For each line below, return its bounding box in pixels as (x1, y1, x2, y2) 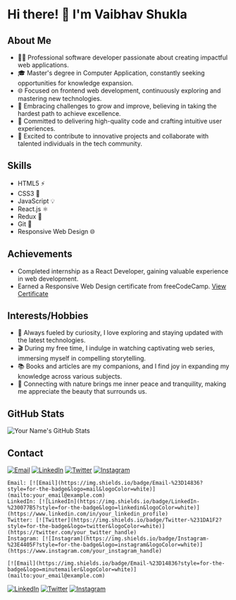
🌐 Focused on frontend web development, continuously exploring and (17, 86, 221, 95)
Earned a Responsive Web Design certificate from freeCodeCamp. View (17, 282, 227, 290)
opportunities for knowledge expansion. (17, 79, 134, 87)
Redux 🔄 (17, 212, 42, 220)
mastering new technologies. (17, 95, 102, 102)
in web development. (17, 274, 79, 283)
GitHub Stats (7, 408, 65, 420)
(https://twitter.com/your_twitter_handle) (7, 529, 137, 536)
